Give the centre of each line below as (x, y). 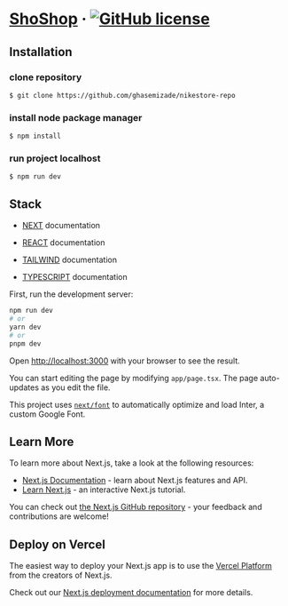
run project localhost (55, 158)
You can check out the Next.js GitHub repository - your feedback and (136, 507)
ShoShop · (48, 19)
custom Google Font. (47, 414)
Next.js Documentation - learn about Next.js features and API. (135, 481)
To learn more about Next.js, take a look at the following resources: (132, 463)
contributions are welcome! (59, 516)
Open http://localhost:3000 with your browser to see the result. (125, 361)
